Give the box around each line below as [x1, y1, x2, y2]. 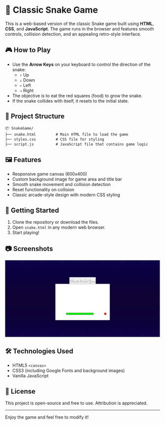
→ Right [19, 87, 34, 93]
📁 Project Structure [5, 112, 65, 121]
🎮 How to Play [5, 46, 51, 54]
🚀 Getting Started [5, 206, 59, 214]
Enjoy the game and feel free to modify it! [5, 414, 89, 420]
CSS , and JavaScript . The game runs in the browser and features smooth [5, 26, 154, 31]
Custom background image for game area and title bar [12, 176, 122, 182]
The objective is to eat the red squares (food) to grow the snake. [12, 93, 143, 99]
